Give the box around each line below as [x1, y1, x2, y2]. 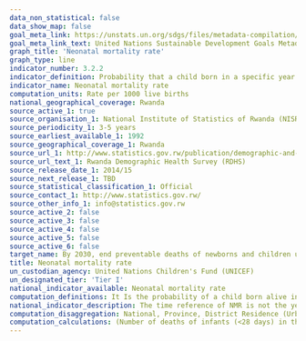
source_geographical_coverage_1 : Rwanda [9, 140, 166, 149]
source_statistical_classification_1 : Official [9, 183, 194, 192]
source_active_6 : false [9, 242, 100, 251]
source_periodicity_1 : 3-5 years [9, 124, 137, 133]
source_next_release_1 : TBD [9, 174, 117, 183]
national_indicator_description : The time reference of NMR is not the [9, 301, 287, 310]
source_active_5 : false [9, 233, 100, 242]
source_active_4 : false [9, 225, 100, 234]
